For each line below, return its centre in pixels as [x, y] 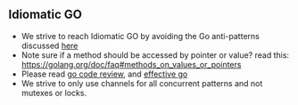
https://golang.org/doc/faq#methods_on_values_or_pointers [131, 64]
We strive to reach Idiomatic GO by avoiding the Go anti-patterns [140, 36]
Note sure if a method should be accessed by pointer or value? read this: [155, 55]
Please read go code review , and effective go [104, 74]
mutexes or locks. [54, 93]
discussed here [50, 45]
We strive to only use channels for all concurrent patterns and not [142, 83]
